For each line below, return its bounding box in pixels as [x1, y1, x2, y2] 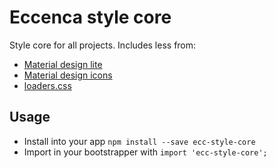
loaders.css [23, 79, 72, 91]
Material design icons [23, 69, 113, 81]
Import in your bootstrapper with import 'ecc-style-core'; [23, 146, 268, 158]
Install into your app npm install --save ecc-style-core [23, 135, 256, 147]
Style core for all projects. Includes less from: [9, 39, 197, 51]
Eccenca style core [9, 6, 172, 29]
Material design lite [23, 58, 103, 70]
